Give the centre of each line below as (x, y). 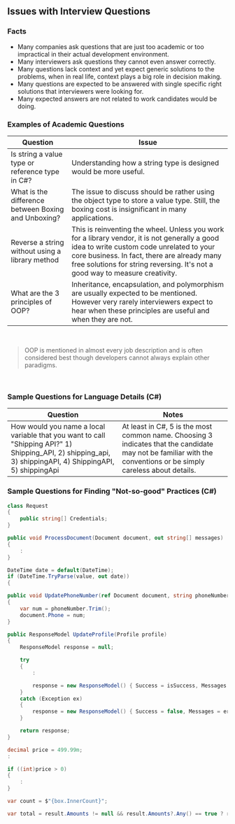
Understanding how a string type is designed (145, 162)
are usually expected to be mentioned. (134, 293)
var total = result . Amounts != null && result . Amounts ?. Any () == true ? (115, 814)
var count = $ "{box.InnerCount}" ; (58, 801)
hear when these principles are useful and (140, 311)
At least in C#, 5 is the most (167, 427)
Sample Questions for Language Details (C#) (85, 397)
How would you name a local (58, 427)
